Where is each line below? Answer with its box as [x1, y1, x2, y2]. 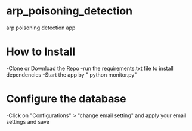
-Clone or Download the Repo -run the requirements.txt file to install [6, 65, 174, 72]
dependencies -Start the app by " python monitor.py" [6, 71, 137, 78]
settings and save [6, 118, 49, 125]
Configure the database [6, 92, 126, 106]
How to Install [6, 45, 76, 59]
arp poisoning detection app [6, 24, 76, 31]
